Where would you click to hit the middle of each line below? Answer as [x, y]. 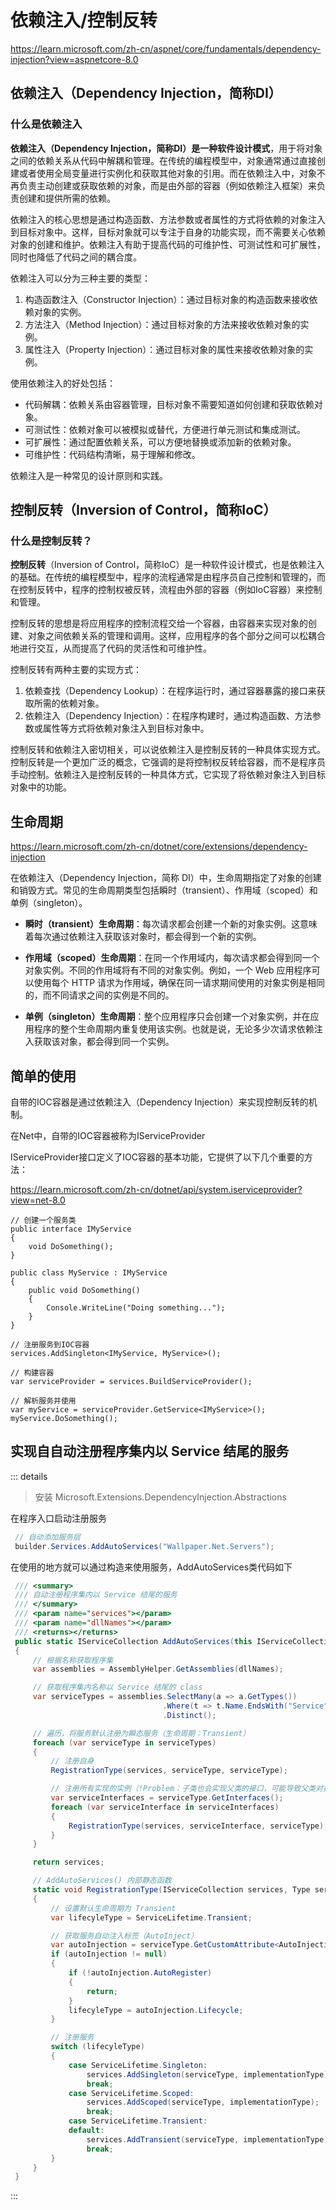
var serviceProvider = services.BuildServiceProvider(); [131, 1381]
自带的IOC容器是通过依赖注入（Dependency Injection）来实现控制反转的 [159, 1102]
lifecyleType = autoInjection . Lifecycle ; [156, 2010]
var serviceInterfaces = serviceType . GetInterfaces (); [167, 1798]
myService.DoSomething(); [64, 1418]
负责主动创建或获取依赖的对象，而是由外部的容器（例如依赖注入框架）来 [167, 185]
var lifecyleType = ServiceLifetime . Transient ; [151, 1917]
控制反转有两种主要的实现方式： [76, 670]
